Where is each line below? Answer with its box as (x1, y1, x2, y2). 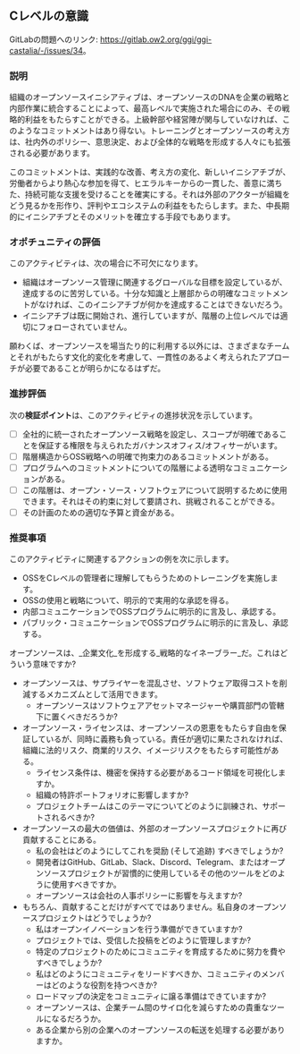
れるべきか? (51, 812, 96, 823)
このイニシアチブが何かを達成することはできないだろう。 (77, 299, 287, 310)
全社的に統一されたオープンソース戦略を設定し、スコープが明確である (21, 429, 279, 439)
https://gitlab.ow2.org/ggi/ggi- (99, 34, 212, 45)
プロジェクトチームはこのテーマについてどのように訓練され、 (35, 801, 262, 812)
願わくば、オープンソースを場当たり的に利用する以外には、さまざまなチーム (9, 341, 290, 352)
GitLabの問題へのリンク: (9, 34, 98, 45)
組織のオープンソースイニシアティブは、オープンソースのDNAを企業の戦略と (9, 92, 290, 103)
